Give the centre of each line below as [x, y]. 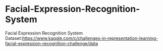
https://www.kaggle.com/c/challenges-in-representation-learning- [90, 38]
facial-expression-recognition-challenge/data [52, 43]
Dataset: [14, 38]
